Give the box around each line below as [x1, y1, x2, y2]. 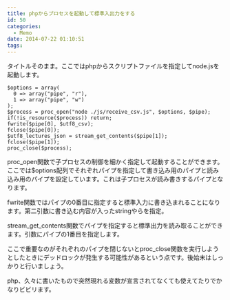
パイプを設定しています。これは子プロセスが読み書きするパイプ [30, 175, 212, 183]
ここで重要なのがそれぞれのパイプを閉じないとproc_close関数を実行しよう [7, 245, 219, 252]
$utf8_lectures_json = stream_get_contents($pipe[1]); [7, 132, 168, 139]
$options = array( [7, 84, 60, 91]
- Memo [13, 29, 32, 37]
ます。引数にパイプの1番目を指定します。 [7, 230, 123, 238]
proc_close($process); [7, 145, 72, 152]
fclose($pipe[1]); [7, 139, 60, 146]
